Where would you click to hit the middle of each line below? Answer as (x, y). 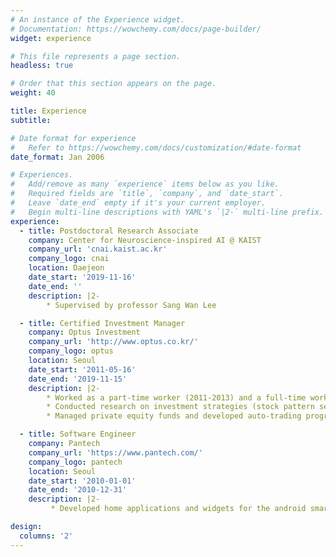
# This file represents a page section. (96, 56)
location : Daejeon (66, 268)
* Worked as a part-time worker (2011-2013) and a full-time (176, 397)
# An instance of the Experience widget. (98, 19)
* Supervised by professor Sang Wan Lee (131, 305)
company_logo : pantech (75, 462)
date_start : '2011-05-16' (82, 369)
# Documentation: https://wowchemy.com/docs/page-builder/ (136, 29)
